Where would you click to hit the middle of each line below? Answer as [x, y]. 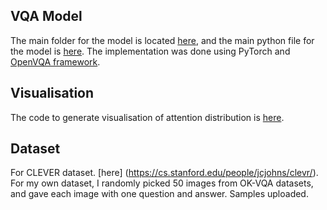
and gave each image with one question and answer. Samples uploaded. [159, 194]
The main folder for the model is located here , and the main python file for [162, 40]
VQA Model [46, 16]
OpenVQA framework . [55, 61]
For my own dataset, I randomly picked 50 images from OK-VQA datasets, [162, 183]
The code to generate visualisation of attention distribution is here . [147, 117]
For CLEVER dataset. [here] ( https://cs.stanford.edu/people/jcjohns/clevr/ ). [164, 173]
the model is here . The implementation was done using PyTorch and [150, 51]
